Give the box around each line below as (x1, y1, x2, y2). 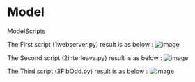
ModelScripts (7, 27, 46, 35)
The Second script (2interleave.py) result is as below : (7, 53, 162, 62)
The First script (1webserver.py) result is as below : (7, 40, 154, 48)
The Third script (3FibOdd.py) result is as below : (7, 67, 148, 75)
